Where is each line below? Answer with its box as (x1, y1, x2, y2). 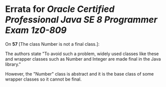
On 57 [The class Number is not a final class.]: (5, 41, 100, 47)
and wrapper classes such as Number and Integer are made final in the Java (5, 56, 161, 62)
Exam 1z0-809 (5, 25, 67, 36)
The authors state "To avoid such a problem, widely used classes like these (5, 51, 159, 57)
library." (5, 61, 21, 67)
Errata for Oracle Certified (5, 3, 115, 15)
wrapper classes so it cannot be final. (5, 76, 82, 82)
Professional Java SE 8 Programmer (5, 14, 158, 25)
